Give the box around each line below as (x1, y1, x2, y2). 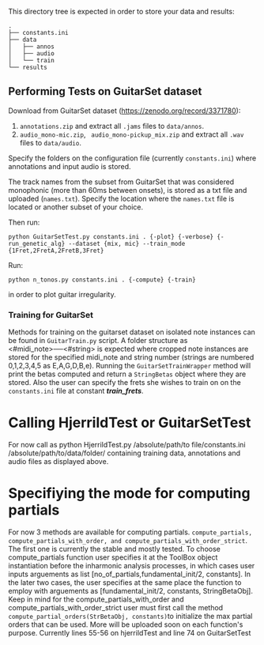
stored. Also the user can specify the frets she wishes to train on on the (8, 378, 241, 387)
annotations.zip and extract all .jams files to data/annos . (19, 121, 204, 130)
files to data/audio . (19, 138, 81, 147)
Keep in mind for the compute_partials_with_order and (8, 594, 184, 604)
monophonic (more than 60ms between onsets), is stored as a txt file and (8, 185, 247, 194)
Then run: (8, 217, 40, 227)
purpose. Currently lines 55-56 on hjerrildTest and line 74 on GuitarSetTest (8, 628, 251, 637)
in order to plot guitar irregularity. (8, 289, 116, 299)
